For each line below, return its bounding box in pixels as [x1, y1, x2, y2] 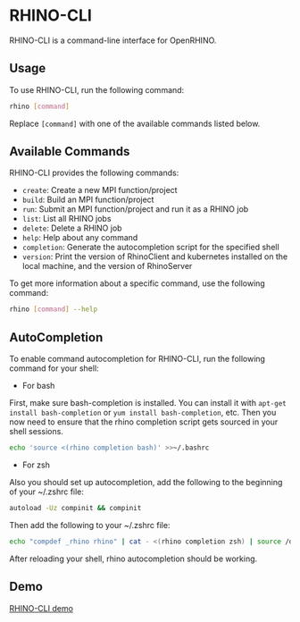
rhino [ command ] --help [9, 305, 98, 314]
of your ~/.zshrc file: [9, 486, 85, 497]
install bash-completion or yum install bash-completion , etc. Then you [9, 408, 277, 418]
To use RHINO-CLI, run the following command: [9, 84, 185, 95]
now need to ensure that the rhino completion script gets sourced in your [9, 416, 279, 427]
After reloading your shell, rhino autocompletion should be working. [9, 553, 258, 564]
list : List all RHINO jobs [21, 214, 112, 224]
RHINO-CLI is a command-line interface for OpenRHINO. [9, 35, 217, 46]
